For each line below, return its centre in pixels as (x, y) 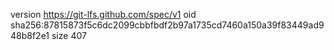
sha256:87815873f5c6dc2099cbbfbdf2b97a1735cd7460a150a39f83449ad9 (167, 25)
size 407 (69, 35)
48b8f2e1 (30, 35)
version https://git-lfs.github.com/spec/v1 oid (103, 14)
